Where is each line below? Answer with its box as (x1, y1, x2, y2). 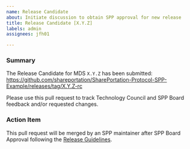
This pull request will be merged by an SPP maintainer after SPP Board (6, 129, 181, 136)
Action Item (6, 115, 41, 124)
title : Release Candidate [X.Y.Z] (6, 20, 93, 26)
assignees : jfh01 (6, 31, 50, 37)
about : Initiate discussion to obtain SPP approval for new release (6, 14, 182, 20)
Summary (6, 56, 36, 65)
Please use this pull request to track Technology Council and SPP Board (6, 94, 185, 102)
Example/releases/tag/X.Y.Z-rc (6, 82, 83, 90)
